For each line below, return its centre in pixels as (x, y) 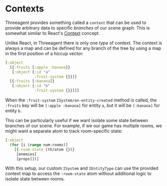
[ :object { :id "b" (31, 86)
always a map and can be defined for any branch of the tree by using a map (83, 48)
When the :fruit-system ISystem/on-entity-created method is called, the (81, 100)
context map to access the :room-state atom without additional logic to (78, 173)
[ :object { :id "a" (31, 72)
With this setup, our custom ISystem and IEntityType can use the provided (82, 168)
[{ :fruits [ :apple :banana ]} (40, 67)
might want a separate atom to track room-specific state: (64, 131)
